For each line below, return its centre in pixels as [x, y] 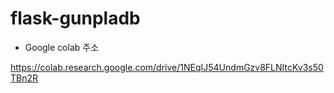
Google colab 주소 [62, 47]
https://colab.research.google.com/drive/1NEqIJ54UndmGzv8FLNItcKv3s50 [167, 67]
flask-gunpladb [75, 18]
